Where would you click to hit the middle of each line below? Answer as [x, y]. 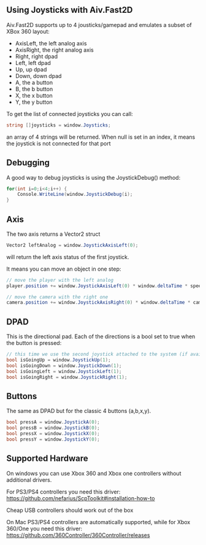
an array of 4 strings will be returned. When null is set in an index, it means [101, 137]
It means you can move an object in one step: [64, 269]
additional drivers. [29, 480]
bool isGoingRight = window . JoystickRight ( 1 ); [67, 377]
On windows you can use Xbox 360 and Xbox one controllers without [94, 473]
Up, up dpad [31, 69]
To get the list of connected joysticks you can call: [70, 114]
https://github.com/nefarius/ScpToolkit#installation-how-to [81, 498]
